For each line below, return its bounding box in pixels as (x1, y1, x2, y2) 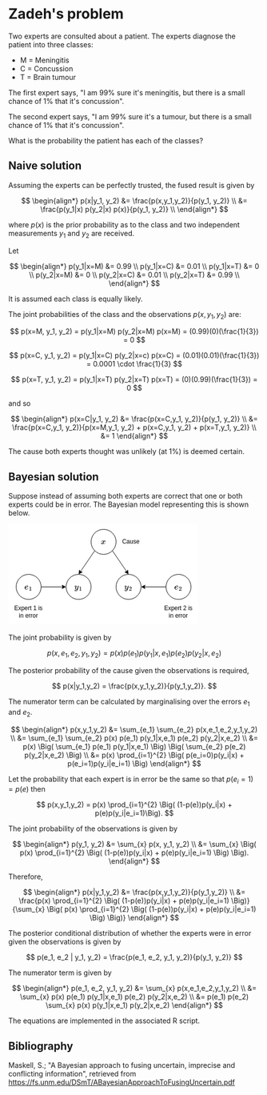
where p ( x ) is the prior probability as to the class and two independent (8, 219, 240, 229)
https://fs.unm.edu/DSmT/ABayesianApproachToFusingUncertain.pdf (8, 1077, 236, 1087)
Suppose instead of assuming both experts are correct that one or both (8, 491, 243, 501)
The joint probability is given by (8, 633, 112, 643)
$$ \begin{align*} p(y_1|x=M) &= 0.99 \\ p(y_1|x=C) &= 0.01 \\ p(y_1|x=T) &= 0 (9, 261, 260, 271)
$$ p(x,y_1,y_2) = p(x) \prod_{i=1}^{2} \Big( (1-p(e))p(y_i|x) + (36, 800, 233, 809)
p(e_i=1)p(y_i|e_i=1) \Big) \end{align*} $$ (67, 758, 201, 768)
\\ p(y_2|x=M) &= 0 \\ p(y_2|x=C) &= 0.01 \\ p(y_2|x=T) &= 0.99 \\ (29, 270, 240, 279)
